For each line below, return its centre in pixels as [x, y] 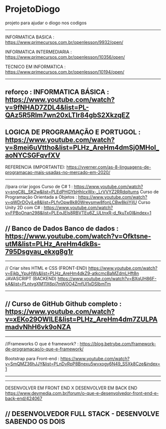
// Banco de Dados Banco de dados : [62, 228]
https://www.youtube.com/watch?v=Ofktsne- [78, 236]
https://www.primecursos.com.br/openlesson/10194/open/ [65, 72]
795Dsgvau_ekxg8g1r [39, 251]
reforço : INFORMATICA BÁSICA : [57, 92]
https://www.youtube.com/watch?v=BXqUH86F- [107, 278]
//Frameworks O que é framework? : [42, 343]
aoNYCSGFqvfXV [33, 155]
